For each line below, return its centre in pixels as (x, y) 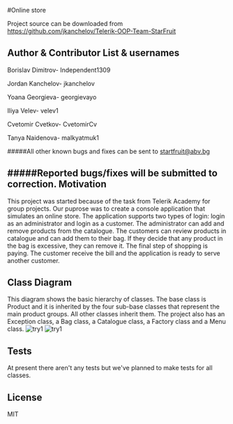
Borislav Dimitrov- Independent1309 (59, 70)
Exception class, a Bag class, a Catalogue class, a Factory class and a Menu (117, 322)
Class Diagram (39, 283)
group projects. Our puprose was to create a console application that (106, 209)
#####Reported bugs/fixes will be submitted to (112, 173)
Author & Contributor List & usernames (93, 53)
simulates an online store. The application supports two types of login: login (116, 215)
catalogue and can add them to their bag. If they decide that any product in (115, 238)
